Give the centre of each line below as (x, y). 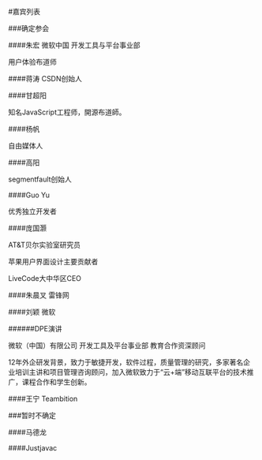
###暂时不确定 (32, 415)
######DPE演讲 (35, 329)
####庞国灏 (28, 228)
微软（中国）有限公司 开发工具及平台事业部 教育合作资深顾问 (107, 345)
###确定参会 (29, 28)
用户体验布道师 (32, 62)
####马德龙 (28, 432)
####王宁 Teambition (43, 398)
